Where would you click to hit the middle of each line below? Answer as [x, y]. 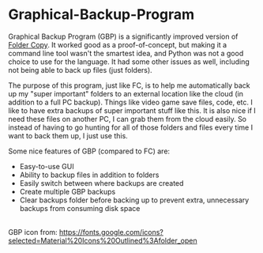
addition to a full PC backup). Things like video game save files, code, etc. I [130, 102]
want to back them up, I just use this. [68, 135]
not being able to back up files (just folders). [80, 70]
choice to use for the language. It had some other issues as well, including [129, 62]
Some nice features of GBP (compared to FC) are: [89, 151]
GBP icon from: [33, 232]
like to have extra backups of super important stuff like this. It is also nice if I [132, 110]
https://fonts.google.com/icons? [111, 232]
